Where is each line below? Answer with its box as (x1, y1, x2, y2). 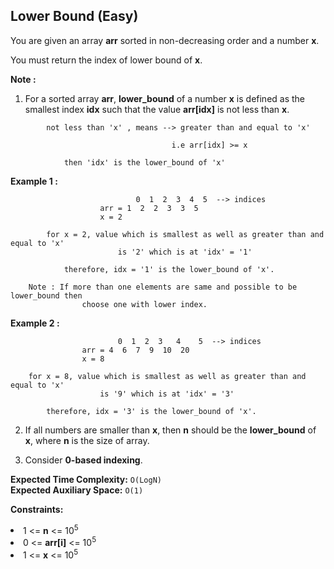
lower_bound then (10, 290, 83, 301)
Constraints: (10, 503, 64, 515)
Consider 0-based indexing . (24, 454, 143, 466)
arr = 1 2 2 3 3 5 (99, 203, 199, 213)
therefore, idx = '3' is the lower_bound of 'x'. (46, 406, 257, 416)
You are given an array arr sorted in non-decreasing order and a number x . (10, 34, 320, 46)
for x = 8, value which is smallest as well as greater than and (28, 371, 307, 381)
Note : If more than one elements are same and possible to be (28, 282, 298, 292)
